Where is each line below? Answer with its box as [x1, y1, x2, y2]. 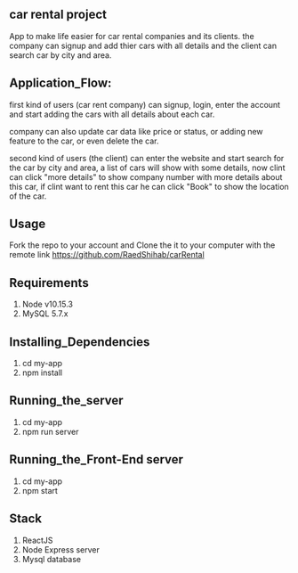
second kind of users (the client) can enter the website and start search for [9, 152, 285, 163]
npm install [21, 367, 63, 378]
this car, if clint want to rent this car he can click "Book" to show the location [9, 181, 289, 192]
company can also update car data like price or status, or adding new [9, 126, 264, 136]
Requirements [9, 275, 89, 291]
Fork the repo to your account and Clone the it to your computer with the [9, 240, 276, 250]
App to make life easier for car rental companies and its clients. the [9, 30, 255, 41]
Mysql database [21, 553, 82, 564]
